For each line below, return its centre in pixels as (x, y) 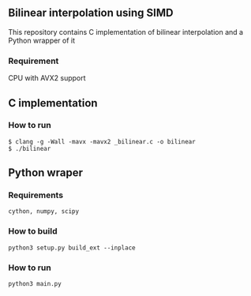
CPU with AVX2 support (47, 78)
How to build (33, 231)
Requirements (36, 195)
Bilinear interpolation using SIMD (91, 13)
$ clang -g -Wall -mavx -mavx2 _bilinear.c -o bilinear (102, 141)
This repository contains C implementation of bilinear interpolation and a (126, 32)
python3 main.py (35, 284)
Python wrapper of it (42, 40)
